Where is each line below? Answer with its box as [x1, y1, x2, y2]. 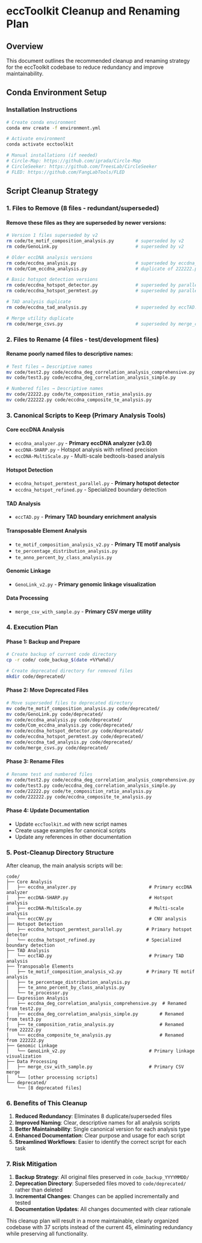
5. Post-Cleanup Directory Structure [6, 848, 114, 856]
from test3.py [6, 1016, 42, 1022]
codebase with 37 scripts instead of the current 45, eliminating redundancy [6, 1224, 193, 1231]
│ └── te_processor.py [6, 989, 69, 996]
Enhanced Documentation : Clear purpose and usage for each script [14, 1132, 185, 1139]
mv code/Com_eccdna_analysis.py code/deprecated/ [6, 722, 133, 728]
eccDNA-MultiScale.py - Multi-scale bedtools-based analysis [14, 452, 165, 460]
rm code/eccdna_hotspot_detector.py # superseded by [6, 282, 176, 288]
